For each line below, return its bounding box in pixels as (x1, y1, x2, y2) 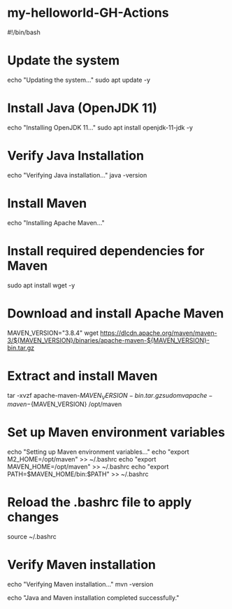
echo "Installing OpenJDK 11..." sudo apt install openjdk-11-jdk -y (7, 123, 194, 131)
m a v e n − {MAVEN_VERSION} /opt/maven (7, 400, 122, 408)
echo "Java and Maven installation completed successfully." (7, 594, 180, 602)
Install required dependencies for (7, 243, 205, 259)
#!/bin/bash (7, 28, 41, 36)
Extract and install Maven (7, 368, 158, 384)
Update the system (7, 52, 120, 69)
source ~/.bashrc (7, 533, 57, 541)
